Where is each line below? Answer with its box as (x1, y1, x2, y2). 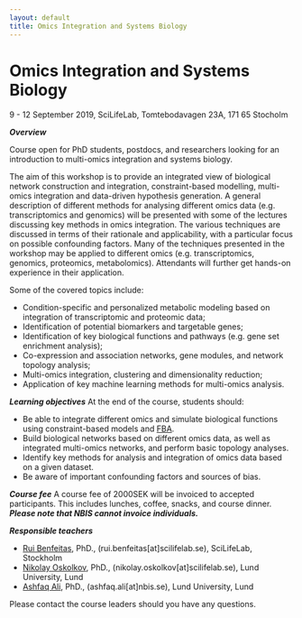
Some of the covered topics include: (9, 285, 144, 296)
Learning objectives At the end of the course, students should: (9, 396, 245, 407)
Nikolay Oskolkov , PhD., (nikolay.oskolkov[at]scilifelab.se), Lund (22, 562, 260, 573)
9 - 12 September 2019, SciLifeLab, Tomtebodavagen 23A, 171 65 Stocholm (9, 109, 288, 120)
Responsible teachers (9, 525, 93, 537)
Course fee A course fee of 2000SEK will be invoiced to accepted (9, 489, 255, 500)
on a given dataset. (22, 462, 95, 473)
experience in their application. (9, 267, 124, 278)
